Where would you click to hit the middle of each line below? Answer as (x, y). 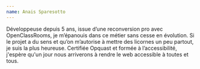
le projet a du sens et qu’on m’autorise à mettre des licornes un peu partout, (100, 41)
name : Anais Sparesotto (36, 12)
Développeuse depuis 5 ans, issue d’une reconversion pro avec (85, 29)
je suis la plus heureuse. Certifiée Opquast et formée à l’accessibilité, (92, 48)
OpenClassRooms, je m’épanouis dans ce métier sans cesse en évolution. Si (100, 35)
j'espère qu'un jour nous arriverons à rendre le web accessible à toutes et (98, 54)
